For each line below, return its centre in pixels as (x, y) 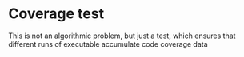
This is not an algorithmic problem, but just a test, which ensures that (122, 36)
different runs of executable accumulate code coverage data (108, 44)
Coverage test (56, 14)
